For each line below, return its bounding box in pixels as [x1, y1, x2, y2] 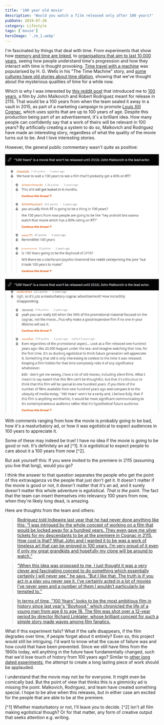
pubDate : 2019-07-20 [5, 18, 47, 23]
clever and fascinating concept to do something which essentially [17, 567, 149, 573]
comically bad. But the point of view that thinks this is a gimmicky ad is [5, 679, 147, 685]
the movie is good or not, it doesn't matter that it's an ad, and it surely [5, 482, 145, 488]
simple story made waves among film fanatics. [17, 619, 111, 624]
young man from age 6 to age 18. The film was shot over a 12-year [17, 608, 150, 614]
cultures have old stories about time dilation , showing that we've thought [5, 74, 151, 79]
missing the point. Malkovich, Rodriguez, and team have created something [5, 684, 157, 690]
